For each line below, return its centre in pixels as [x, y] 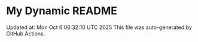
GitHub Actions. [26, 33]
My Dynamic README [62, 11]
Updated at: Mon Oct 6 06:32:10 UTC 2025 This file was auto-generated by [99, 27]
